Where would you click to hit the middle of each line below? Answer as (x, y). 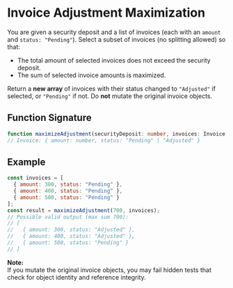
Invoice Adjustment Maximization (106, 13)
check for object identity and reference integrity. (77, 277)
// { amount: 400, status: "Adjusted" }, (71, 237)
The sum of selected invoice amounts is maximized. (91, 75)
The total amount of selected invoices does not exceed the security (114, 60)
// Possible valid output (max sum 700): (68, 217)
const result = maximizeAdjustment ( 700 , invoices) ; (83, 210)
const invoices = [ (35, 178)
